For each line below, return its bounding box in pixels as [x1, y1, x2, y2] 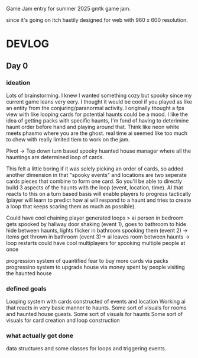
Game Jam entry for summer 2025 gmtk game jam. [6, 5, 131, 12]
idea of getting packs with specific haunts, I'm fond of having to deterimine [6, 117, 189, 124]
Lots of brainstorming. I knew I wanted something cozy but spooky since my [6, 92, 192, 99]
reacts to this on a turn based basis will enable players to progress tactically [6, 190, 191, 197]
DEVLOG [6, 37, 49, 51]
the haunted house [6, 269, 52, 277]
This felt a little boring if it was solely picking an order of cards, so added [6, 165, 184, 172]
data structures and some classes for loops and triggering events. [6, 345, 167, 352]
